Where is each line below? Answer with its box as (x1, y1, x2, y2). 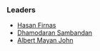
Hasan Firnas (16, 21, 56, 30)
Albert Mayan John (16, 36, 74, 45)
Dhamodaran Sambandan (16, 28, 93, 37)
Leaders (6, 5, 36, 15)
